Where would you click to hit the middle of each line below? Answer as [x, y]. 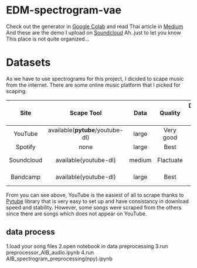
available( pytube [72, 130]
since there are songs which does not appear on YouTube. [77, 214]
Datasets [28, 63]
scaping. [17, 91]
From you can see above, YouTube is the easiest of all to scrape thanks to [95, 195]
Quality [170, 113]
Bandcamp [26, 177]
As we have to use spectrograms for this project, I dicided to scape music [95, 78]
